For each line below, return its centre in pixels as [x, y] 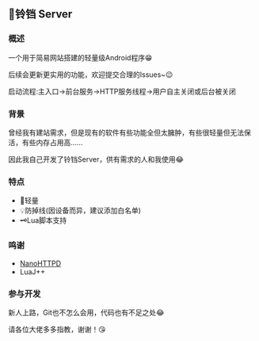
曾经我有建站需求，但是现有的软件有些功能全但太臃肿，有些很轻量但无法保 [129, 132]
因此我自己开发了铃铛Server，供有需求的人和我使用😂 [96, 159]
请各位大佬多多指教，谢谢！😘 [57, 329]
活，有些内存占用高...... [46, 142]
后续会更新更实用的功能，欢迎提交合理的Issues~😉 [91, 75]
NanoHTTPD [40, 263]
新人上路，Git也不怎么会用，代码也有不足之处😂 [86, 312]
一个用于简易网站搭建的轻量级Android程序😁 [80, 57]
